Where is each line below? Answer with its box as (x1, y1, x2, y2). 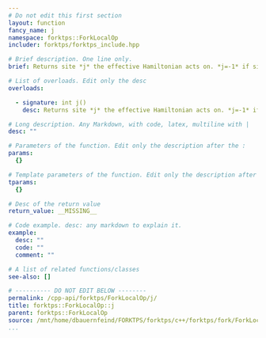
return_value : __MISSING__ (8, 207, 97, 215)
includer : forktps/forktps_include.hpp (8, 41, 140, 49)
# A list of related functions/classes (8, 265, 140, 273)
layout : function (8, 19, 66, 27)
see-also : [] (8, 272, 51, 281)
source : (8, 316, 34, 325)
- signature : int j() (15, 98, 87, 107)
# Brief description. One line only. (8, 55, 133, 63)
